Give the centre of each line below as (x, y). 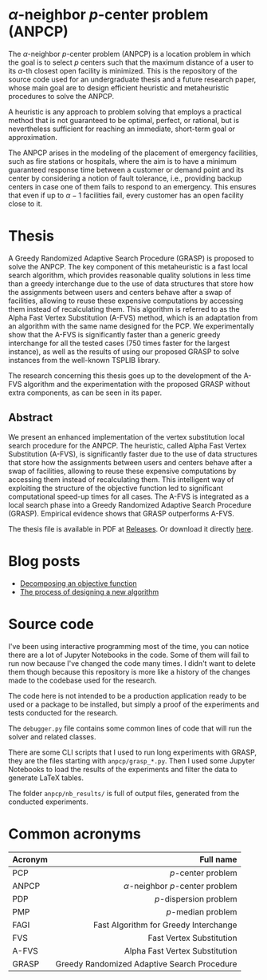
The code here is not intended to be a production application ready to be (128, 695)
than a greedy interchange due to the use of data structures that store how (131, 283)
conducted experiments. (49, 802)
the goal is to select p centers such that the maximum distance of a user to (131, 62)
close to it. (26, 203)
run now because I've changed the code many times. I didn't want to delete (132, 663)
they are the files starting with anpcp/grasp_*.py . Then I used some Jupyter (132, 760)
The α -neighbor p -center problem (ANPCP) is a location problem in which (130, 54)
